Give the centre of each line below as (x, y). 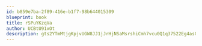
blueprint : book (26, 17)
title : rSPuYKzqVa (29, 23)
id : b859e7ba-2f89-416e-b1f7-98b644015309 (60, 12)
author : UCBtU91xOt (31, 28)
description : (23, 34)
